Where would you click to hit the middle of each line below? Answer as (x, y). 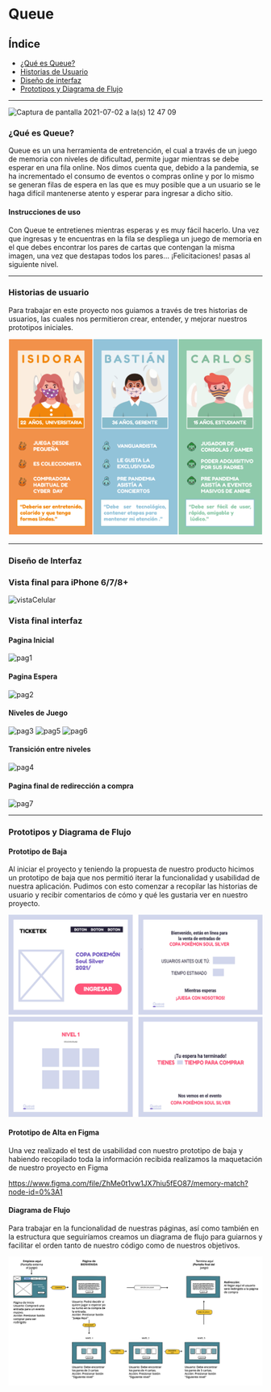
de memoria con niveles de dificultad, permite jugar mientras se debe (124, 159)
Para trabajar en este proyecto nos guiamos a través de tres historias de (128, 310)
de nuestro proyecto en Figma (58, 1168)
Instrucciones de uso (44, 211)
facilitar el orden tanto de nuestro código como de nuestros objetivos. (124, 1245)
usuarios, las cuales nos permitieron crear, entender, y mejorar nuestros (128, 319)
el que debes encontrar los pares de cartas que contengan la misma (122, 247)
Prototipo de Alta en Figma (54, 1133)
